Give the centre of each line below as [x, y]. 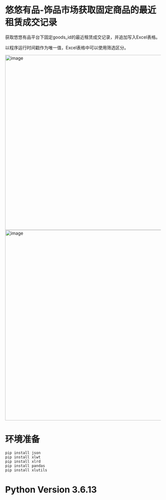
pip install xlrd [23, 461]
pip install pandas [25, 466]
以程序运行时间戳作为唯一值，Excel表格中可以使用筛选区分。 [67, 47]
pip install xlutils [26, 470]
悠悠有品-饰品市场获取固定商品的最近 [81, 10]
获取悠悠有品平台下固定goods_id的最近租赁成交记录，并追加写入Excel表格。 [83, 37]
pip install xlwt [23, 457]
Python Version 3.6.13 [51, 490]
